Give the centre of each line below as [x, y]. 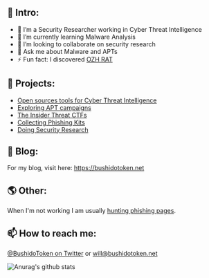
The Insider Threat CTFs [52, 115]
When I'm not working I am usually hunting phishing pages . [92, 211]
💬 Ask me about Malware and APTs [67, 51]
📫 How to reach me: [52, 233]
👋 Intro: [23, 13]
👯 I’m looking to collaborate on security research [86, 44]
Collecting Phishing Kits [51, 122]
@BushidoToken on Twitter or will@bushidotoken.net [82, 254]
